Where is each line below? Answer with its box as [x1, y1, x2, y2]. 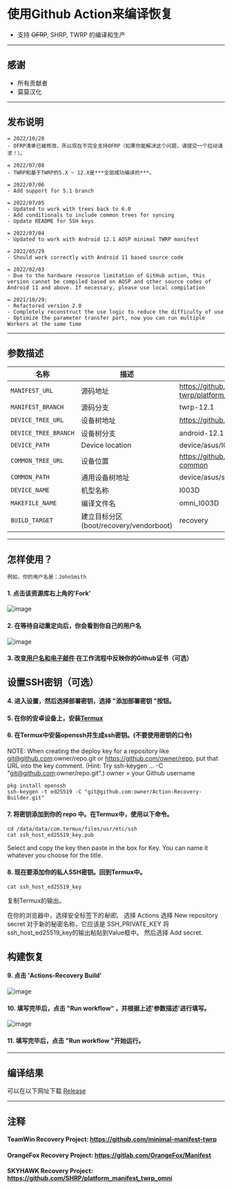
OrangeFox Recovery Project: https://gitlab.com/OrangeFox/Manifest [7, 1151, 212, 1159]
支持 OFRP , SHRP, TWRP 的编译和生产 [17, 30, 126, 39]
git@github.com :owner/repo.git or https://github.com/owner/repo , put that [7, 754, 219, 762]
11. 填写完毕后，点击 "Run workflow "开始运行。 [7, 1036, 145, 1044]
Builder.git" [7, 794, 45, 801]
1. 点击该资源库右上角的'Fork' [7, 589, 91, 597]
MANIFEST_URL [10, 387, 54, 395]
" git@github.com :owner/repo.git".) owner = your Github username [7, 768, 195, 777]
